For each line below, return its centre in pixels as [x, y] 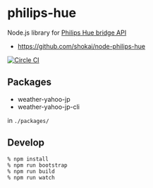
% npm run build [31, 171]
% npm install [28, 159]
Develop [26, 143]
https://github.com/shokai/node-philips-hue [81, 46]
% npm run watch [31, 177]
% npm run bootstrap [38, 165]
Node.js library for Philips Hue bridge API [67, 33]
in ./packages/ [28, 120]
